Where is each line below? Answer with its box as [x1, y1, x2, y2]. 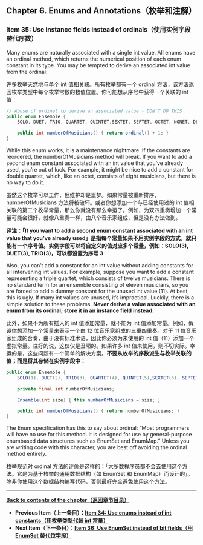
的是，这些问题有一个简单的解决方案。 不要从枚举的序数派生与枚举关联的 [11, 350, 192, 357]
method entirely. [6, 450, 47, 458]
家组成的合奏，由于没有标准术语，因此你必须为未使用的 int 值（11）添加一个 [6, 335, 195, 342]
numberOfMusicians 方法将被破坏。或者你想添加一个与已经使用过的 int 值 [6, 199, 189, 206]
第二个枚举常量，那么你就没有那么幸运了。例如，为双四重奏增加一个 [22, 207, 192, 214]
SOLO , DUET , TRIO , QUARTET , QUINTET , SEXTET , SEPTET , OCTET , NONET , [17, 119, 190, 125]
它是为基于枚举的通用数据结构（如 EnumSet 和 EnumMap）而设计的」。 [16, 470, 193, 478]
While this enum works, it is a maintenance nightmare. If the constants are [6, 147, 190, 154]
